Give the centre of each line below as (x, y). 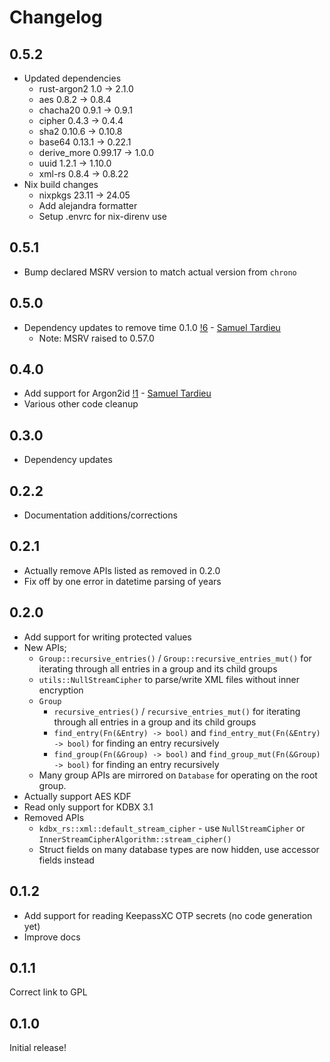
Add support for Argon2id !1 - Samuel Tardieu (117, 393)
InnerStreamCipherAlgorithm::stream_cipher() (135, 839)
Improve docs (52, 937)
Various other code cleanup (81, 404)
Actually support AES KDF (77, 796)
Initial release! (38, 1048)
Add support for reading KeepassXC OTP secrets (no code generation (168, 915)
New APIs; (45, 647)
